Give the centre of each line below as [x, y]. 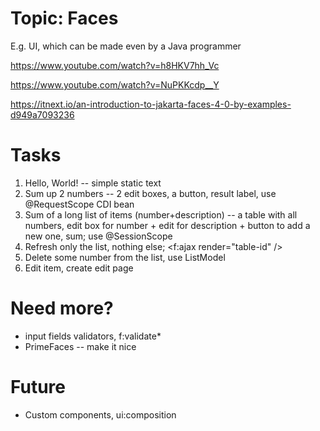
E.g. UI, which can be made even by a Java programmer [126, 46]
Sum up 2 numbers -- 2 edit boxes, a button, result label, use [150, 193]
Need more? [62, 308]
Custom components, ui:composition [100, 414]
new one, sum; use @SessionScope [98, 236]
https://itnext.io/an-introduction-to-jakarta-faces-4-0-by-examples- [151, 104]
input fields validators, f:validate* [93, 336]
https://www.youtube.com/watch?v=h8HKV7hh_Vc [115, 65]
